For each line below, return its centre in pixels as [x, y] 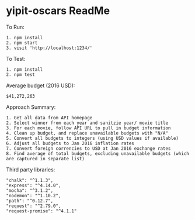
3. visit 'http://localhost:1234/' [49, 48]
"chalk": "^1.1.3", [30, 180]
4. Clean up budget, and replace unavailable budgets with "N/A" [87, 133]
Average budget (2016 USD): [41, 85]
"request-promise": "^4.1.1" [41, 211]
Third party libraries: [31, 169]
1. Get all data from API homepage [49, 118]
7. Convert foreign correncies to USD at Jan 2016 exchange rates [88, 148]
